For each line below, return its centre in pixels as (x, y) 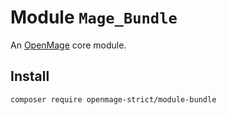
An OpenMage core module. (68, 45)
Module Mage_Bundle (94, 17)
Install (30, 76)
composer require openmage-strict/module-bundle (113, 99)
